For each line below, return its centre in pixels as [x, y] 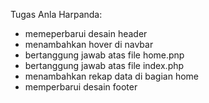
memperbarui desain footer [81, 87]
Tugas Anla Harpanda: [56, 14]
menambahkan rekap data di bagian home [111, 76]
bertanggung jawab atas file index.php [104, 65]
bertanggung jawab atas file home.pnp [104, 55]
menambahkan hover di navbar [89, 44]
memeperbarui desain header [86, 33]
